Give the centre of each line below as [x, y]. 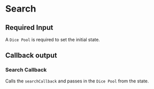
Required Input [29, 28]
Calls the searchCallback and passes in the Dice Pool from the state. [77, 81]
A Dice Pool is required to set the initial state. [53, 39]
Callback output [31, 55]
